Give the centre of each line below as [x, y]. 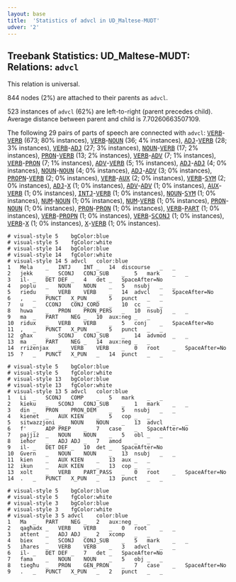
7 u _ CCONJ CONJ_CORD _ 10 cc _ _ [85, 305]
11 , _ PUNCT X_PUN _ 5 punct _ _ [85, 330]
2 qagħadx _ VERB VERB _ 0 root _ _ [91, 528]
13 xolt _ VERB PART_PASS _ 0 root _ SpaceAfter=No [117, 473]
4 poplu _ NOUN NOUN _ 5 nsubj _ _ [91, 286]
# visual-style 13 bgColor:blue [58, 379]
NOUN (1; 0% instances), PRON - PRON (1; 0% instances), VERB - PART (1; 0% [113, 208]
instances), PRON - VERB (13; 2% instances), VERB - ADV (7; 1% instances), [112, 155]
